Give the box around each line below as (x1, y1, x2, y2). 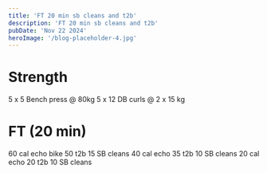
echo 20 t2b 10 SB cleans (8, 157, 92, 167)
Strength (8, 69, 68, 86)
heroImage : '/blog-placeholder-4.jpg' (8, 33, 137, 42)
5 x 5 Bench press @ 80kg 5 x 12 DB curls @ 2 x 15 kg (8, 95, 186, 104)
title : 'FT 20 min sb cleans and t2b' (8, 11, 137, 20)
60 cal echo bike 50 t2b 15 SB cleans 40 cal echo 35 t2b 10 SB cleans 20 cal (8, 149, 260, 159)
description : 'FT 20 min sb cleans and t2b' (8, 19, 159, 27)
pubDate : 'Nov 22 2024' (8, 26, 88, 34)
